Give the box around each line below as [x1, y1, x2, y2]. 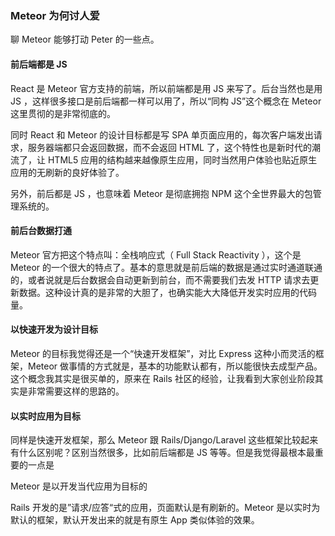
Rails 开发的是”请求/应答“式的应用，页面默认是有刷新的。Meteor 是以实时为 [10, 502, 321, 514]
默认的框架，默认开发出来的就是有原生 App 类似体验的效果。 [10, 514, 260, 526]
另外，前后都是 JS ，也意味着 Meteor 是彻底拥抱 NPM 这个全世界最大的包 [10, 187, 313, 199]
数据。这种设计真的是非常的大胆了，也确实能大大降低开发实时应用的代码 [18, 286, 317, 298]
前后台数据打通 [10, 225, 72, 237]
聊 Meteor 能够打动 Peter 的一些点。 [10, 33, 160, 46]
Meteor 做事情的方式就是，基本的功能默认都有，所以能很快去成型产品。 [27, 360, 323, 372]
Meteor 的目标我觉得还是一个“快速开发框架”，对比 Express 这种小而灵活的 [10, 347, 316, 359]
